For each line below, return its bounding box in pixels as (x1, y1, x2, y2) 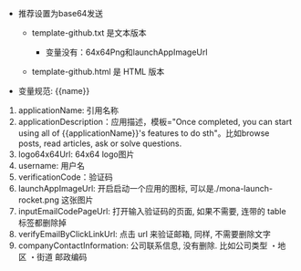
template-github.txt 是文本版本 (31, 27, 148, 38)
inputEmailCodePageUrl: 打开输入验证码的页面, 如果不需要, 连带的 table (17, 206, 286, 216)
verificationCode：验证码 (17, 172, 113, 182)
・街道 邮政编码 (28, 252, 88, 262)
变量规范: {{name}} (17, 86, 90, 96)
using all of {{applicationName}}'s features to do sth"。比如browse (17, 128, 270, 139)
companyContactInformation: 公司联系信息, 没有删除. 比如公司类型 (17, 240, 268, 251)
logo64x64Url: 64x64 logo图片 (17, 149, 135, 160)
